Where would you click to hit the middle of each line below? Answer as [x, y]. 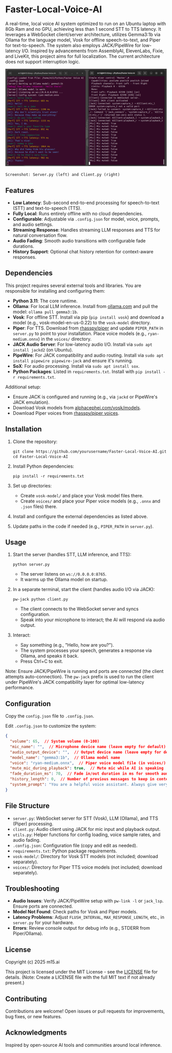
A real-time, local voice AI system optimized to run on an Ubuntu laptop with [86, 24]
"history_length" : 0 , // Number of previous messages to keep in [82, 779]
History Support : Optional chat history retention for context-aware [83, 251]
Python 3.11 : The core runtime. [45, 301]
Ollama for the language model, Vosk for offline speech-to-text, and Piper [83, 40]
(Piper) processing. [33, 824]
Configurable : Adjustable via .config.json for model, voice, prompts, [86, 219]
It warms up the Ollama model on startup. [64, 580]
